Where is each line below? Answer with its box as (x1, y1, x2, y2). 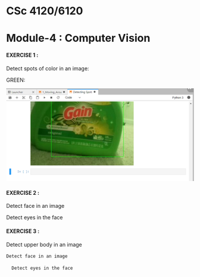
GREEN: (6, 76, 26, 83)
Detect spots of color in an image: (6, 64, 89, 72)
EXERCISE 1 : (6, 51, 39, 58)
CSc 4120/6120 (6, 4, 83, 18)
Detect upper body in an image (6, 241, 82, 248)
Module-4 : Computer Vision (6, 32, 151, 45)
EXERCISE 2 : (6, 189, 40, 196)
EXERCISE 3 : (6, 228, 40, 235)
